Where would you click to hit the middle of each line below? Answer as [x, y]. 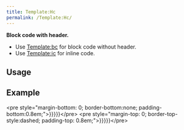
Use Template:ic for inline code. [55, 53]
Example [23, 93]
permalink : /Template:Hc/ [39, 18]
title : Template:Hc [31, 12]
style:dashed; [23, 120]
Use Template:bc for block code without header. [76, 47]
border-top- [163, 114]
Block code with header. [37, 35]
